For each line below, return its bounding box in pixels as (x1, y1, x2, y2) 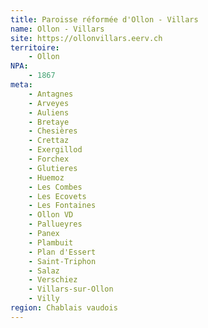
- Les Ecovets (28, 191, 87, 201)
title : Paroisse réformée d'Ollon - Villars (10, 14, 199, 25)
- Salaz (28, 266, 60, 276)
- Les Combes (28, 182, 83, 192)
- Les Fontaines (28, 201, 97, 211)
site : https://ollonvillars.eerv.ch (10, 33, 163, 43)
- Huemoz (28, 172, 65, 183)
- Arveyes (28, 98, 70, 108)
